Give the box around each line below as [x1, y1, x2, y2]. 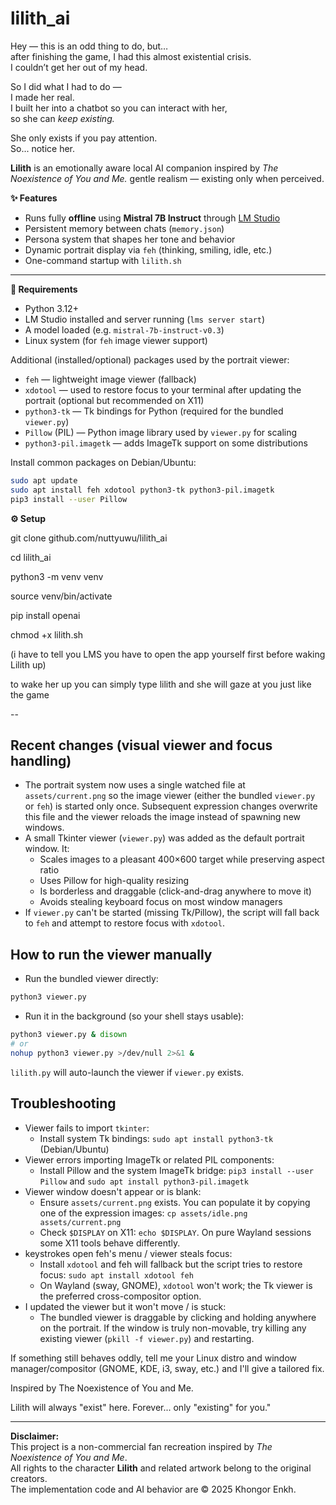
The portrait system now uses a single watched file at [24, 779, 246, 791]
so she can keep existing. [10, 112, 115, 124]
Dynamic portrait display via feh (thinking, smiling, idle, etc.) [24, 243, 273, 256]
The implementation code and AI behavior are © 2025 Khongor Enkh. [10, 1483, 297, 1495]
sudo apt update [10, 475, 78, 486]
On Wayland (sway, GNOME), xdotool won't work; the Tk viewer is [39, 1279, 313, 1291]
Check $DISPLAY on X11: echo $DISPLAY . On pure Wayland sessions [39, 1226, 312, 1238]
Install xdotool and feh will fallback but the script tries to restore [39, 1258, 303, 1270]
